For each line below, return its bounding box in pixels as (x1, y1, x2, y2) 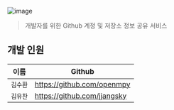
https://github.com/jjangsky (34, 91, 127, 101)
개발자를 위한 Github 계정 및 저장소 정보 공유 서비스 (24, 21, 168, 30)
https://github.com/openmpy (34, 79, 131, 89)
